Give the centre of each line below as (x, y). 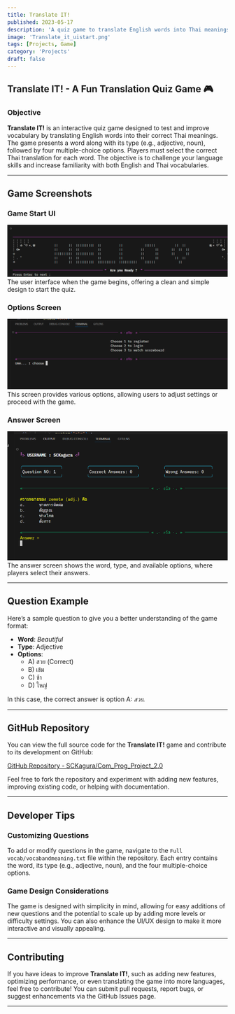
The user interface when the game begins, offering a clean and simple (108, 282)
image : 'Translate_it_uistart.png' (59, 37)
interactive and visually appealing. (56, 929)
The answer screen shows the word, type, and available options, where (110, 565)
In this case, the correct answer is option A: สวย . (76, 699)
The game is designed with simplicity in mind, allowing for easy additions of (116, 906)
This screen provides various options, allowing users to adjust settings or (113, 395)
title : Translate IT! (39, 15)
